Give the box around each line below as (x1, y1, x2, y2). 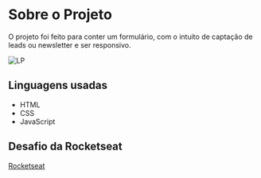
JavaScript (19, 117, 56, 126)
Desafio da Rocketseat (8, 140, 123, 153)
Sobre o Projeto (8, 6, 113, 24)
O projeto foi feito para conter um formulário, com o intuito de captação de (8, 32, 253, 41)
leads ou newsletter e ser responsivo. (8, 40, 131, 49)
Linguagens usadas (8, 79, 107, 92)
